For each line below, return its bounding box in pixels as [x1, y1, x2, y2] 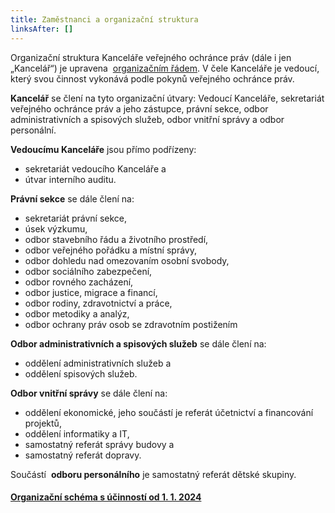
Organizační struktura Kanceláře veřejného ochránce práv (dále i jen [10, 51, 292, 63]
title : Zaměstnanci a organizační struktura [10, 14, 199, 25]
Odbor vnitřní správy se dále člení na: [10, 387, 168, 399]
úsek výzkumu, [24, 222, 88, 235]
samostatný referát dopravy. [24, 449, 142, 461]
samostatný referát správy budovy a [24, 438, 175, 450]
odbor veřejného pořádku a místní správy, [24, 244, 197, 256]
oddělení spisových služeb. [24, 367, 138, 380]
